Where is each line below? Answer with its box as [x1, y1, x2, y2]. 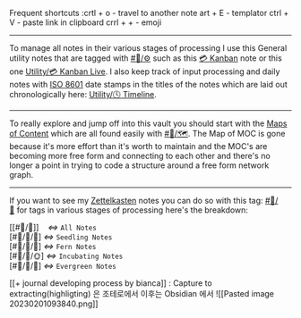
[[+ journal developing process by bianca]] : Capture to [9, 278, 212, 289]
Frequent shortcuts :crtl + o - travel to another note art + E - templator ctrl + [9, 8, 289, 18]
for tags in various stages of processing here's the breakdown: [16, 205, 249, 215]
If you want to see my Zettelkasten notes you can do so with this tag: [9, 196, 263, 205]
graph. [9, 170, 34, 180]
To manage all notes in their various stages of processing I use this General [9, 43, 288, 53]
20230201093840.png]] [9, 298, 99, 309]
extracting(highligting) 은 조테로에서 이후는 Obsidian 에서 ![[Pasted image [9, 289, 275, 298]
